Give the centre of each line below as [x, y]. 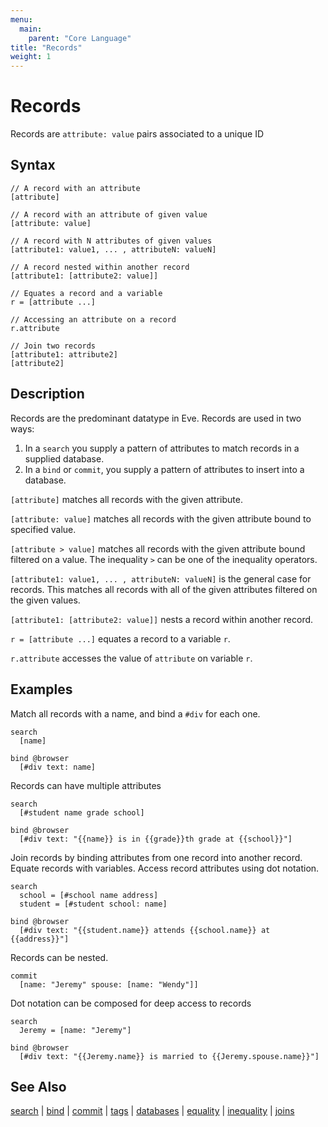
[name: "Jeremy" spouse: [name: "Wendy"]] [109, 984]
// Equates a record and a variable [86, 293]
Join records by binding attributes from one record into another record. [156, 857]
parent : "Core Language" [80, 38]
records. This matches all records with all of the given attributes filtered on [164, 589]
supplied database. [64, 458]
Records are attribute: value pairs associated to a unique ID [137, 134]
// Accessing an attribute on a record [93, 319]
